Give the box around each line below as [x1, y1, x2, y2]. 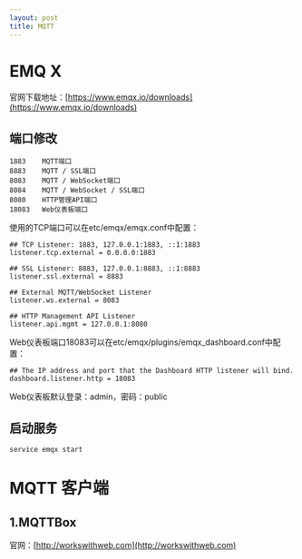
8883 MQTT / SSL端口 [9, 167, 97, 176]
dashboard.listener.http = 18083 [9, 374, 136, 384]
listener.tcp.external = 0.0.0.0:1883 [9, 249, 156, 258]
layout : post [9, 13, 59, 23]
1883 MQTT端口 [9, 157, 73, 166]
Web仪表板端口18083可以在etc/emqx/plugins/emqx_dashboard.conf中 [9, 337, 274, 348]
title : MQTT [9, 22, 54, 31]
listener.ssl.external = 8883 [9, 272, 124, 281]
